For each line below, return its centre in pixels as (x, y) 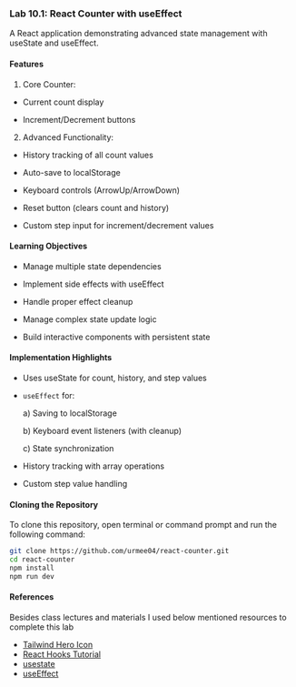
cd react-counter (42, 559)
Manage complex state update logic (89, 319)
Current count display (63, 102)
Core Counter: (49, 84)
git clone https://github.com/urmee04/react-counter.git (119, 551)
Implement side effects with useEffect (94, 284)
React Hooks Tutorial (62, 654)
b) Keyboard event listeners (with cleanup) (102, 430)
